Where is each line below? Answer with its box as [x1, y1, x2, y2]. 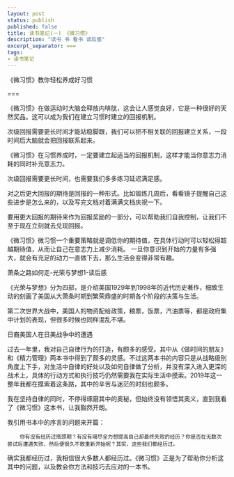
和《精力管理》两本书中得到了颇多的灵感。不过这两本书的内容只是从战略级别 [7, 353, 227, 362]
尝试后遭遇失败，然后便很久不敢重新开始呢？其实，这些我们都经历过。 [7, 440, 179, 448]
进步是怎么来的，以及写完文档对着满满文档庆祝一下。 [13, 198, 166, 206]
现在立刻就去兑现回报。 [19, 221, 87, 230]
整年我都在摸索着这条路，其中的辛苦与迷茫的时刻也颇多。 [7, 380, 172, 388]
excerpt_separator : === [7, 42, 77, 49]
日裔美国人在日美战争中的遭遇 [7, 330, 93, 338]
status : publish [7, 17, 54, 24]
